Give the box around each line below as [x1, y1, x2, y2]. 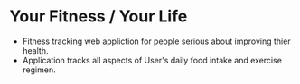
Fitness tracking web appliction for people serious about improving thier [22, 36, 291, 46]
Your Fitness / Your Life [9, 6, 188, 27]
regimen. [22, 64, 56, 75]
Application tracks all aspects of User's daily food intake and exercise [22, 55, 283, 65]
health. [22, 45, 49, 55]
